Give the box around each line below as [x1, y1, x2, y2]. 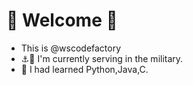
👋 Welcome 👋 [6, 9, 118, 32]
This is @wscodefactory [20, 42, 122, 54]
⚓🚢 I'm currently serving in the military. [20, 52, 184, 64]
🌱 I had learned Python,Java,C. [20, 63, 149, 75]
